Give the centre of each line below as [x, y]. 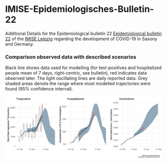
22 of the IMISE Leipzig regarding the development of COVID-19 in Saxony [81, 39]
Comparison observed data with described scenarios [71, 57]
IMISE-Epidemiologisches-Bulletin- [80, 9]
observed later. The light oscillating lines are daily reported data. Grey [77, 79]
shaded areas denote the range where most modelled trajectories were [78, 83]
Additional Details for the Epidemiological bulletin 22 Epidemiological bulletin [83, 33]
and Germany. [20, 44]
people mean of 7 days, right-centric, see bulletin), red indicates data [76, 73]
